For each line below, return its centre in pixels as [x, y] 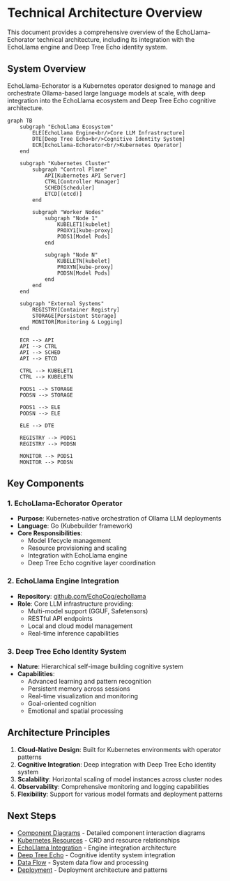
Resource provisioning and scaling [77, 548]
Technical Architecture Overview [105, 13]
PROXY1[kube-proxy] [85, 230]
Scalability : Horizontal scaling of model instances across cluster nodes [120, 779]
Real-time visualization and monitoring [83, 696]
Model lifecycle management [69, 541]
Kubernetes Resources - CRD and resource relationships [98, 840]
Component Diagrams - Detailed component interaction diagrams [111, 833]
